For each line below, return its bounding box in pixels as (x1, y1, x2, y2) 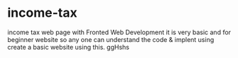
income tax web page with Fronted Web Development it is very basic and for (7, 28, 232, 36)
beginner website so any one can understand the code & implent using (7, 35, 215, 43)
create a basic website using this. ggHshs (7, 43, 130, 51)
